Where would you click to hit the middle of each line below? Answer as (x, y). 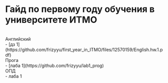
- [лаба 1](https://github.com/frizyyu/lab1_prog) (55, 65)
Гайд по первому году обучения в (80, 9)
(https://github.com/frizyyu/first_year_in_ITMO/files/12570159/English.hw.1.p (84, 49)
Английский (18, 39)
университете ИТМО (51, 20)
